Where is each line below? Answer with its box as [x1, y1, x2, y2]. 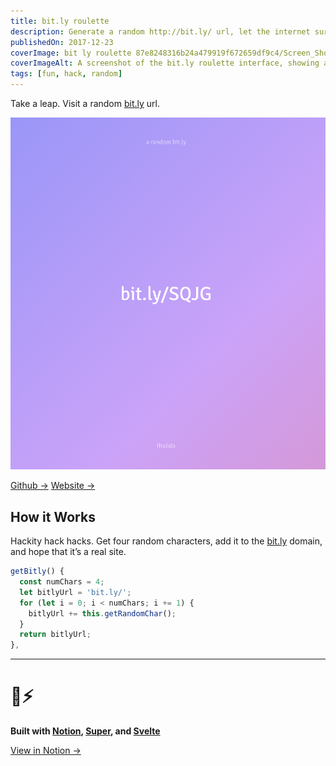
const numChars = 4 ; [19, 577, 105, 587]
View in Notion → [10, 745, 82, 757]
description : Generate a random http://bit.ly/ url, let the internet [10, 26, 311, 37]
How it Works [10, 508, 96, 525]
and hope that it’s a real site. [10, 546, 127, 558]
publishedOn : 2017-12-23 [10, 37, 114, 47]
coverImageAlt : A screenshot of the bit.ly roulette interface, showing [10, 58, 320, 69]
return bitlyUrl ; [19, 630, 92, 640]
